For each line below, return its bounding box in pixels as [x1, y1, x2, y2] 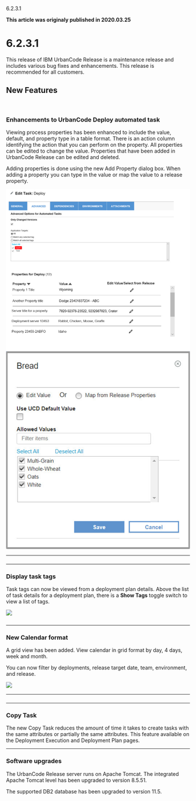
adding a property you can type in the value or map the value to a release [6, 171, 183, 178]
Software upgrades [6, 757, 62, 765]
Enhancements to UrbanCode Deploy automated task [6, 115, 160, 123]
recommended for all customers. [6, 68, 85, 75]
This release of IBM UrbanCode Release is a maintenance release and [6, 56, 174, 63]
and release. [6, 671, 36, 678]
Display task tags [6, 572, 57, 581]
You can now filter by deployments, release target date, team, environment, [6, 664, 187, 671]
